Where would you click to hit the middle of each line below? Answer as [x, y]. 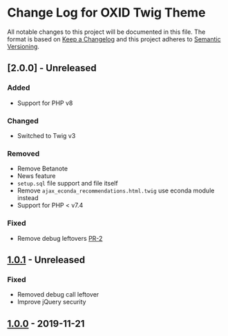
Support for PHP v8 [45, 103]
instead [28, 198]
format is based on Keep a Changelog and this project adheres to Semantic [114, 39]
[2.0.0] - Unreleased [52, 68]
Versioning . [23, 46]
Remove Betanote [42, 169]
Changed [23, 121]
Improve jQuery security [51, 302]
